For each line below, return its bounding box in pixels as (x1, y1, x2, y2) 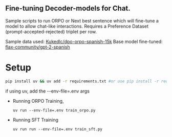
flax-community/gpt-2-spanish (5, 43, 70, 50)
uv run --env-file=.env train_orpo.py (12, 107, 96, 113)
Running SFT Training (12, 117, 59, 123)
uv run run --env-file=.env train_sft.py (12, 126, 102, 132)
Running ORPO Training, (12, 98, 64, 104)
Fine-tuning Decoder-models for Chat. (5, 4, 131, 13)
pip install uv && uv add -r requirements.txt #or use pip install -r (5, 79, 159, 84)
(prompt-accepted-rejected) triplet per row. (5, 28, 97, 35)
